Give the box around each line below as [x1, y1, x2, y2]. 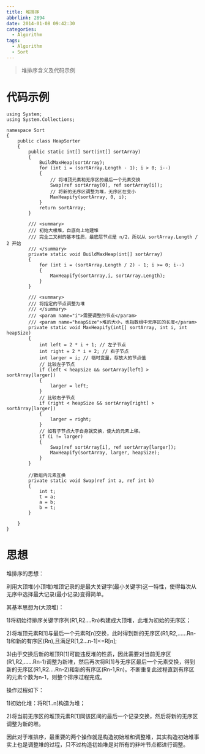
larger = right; [50, 416, 92, 422]
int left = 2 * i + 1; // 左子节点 [39, 341, 127, 348]
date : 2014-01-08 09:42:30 [6, 20, 75, 26]
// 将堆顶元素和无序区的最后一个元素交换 [50, 176, 141, 183]
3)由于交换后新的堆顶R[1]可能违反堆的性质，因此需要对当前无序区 [6, 650, 171, 658]
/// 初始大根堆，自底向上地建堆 [28, 227, 99, 233]
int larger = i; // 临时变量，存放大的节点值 [39, 354, 146, 361]
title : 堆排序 [6, 9, 40, 15]
